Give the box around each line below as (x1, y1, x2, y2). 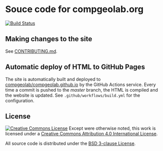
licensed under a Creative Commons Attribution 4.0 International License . (5, 131, 158, 137)
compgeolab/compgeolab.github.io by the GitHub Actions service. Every (5, 82, 156, 88)
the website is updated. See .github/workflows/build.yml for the (5, 92, 140, 98)
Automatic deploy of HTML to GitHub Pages (5, 63, 145, 71)
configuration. (5, 97, 34, 104)
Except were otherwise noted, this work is (69, 125, 156, 131)
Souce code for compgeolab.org (5, 4, 144, 15)
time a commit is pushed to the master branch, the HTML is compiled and (5, 87, 158, 93)
